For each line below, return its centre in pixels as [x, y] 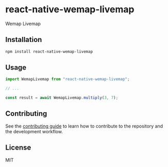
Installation [24, 40]
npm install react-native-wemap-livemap [49, 51]
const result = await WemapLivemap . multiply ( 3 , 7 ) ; [62, 98]
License [18, 148]
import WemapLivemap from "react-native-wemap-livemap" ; [68, 79]
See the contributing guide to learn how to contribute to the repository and [84, 126]
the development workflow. [34, 131]
